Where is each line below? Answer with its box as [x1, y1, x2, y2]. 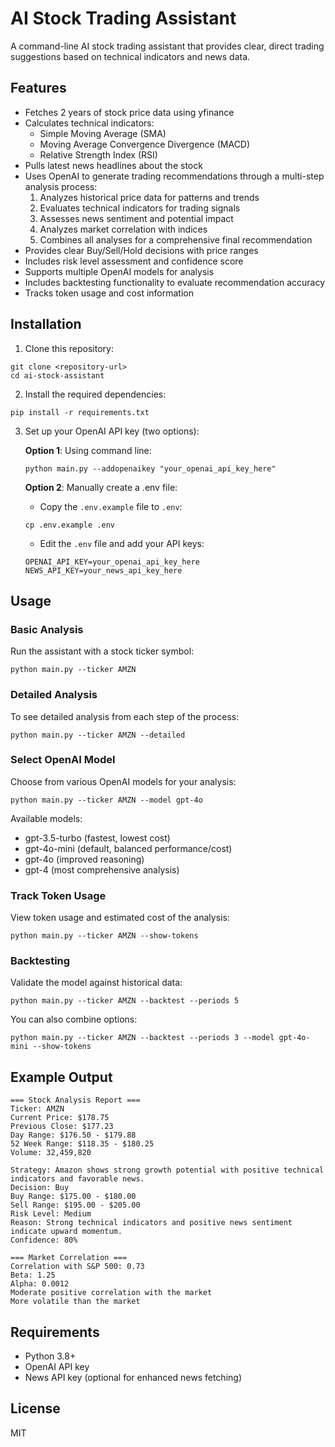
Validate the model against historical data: [10, 977, 183, 989]
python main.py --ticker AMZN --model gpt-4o [10, 795, 203, 805]
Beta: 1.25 [10, 1270, 56, 1281]
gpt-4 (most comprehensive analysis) [24, 863, 180, 876]
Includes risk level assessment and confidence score [24, 255, 244, 267]
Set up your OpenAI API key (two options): [24, 425, 200, 437]
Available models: [10, 812, 83, 824]
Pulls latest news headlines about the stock [24, 159, 203, 171]
